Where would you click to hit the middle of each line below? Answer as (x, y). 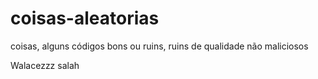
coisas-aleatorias (85, 18)
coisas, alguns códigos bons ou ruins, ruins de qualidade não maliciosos (159, 46)
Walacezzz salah (45, 65)
